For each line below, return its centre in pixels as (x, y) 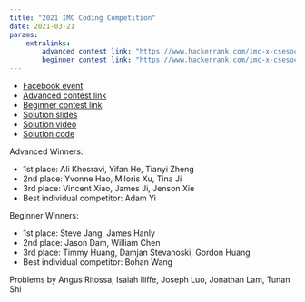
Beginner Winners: (44, 215)
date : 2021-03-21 (42, 26)
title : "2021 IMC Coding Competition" (83, 18)
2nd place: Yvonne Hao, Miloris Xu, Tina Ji (102, 179)
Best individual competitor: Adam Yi (89, 198)
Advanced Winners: (46, 151)
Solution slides (50, 115)
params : (24, 34)
